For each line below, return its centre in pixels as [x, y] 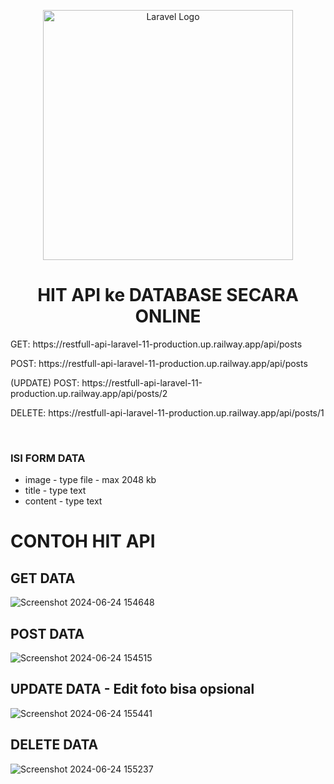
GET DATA [43, 578]
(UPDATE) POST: [45, 382]
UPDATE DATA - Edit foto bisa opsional [132, 689]
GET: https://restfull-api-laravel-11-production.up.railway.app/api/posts [156, 344]
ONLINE [168, 316]
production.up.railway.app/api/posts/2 [89, 393]
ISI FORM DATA [48, 458]
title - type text [55, 491]
